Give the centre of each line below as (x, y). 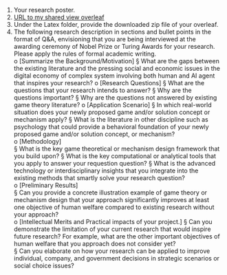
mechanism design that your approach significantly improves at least (111, 200)
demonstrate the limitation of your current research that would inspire (112, 229)
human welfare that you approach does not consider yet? (95, 244)
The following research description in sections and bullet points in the (112, 32)
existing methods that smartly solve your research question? (99, 178)
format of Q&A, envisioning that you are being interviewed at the (105, 39)
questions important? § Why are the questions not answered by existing (115, 98)
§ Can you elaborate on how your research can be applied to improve (112, 251)
